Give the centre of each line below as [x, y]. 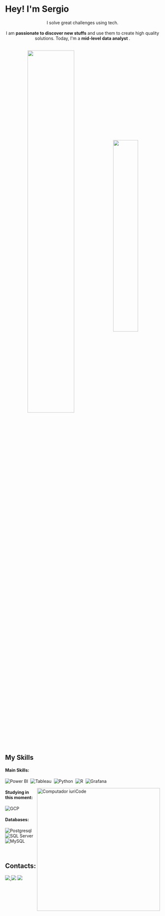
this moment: [19, 798]
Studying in [17, 792]
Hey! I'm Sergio [37, 9]
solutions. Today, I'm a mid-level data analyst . [82, 38]
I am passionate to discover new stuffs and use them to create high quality [82, 33]
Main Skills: [17, 770]
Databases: [17, 820]
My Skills [19, 758]
